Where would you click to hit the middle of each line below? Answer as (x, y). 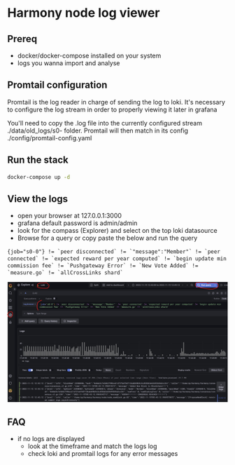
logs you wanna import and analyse (69, 63)
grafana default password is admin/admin (77, 223)
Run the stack (38, 160)
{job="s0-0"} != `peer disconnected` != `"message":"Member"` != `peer (114, 252)
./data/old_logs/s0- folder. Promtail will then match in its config (98, 130)
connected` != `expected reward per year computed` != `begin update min (117, 259)
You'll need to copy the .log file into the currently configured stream (105, 123)
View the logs (38, 199)
